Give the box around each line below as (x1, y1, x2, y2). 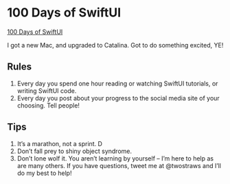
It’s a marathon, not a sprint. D (16, 139, 103, 147)
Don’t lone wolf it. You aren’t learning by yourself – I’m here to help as (16, 154, 214, 163)
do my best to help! (16, 169, 72, 177)
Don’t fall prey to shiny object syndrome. (16, 147, 133, 155)
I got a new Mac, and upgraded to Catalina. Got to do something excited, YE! (7, 41, 224, 49)
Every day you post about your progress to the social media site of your (16, 94, 220, 102)
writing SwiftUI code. (16, 86, 77, 94)
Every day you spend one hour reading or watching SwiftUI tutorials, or (16, 79, 218, 88)
